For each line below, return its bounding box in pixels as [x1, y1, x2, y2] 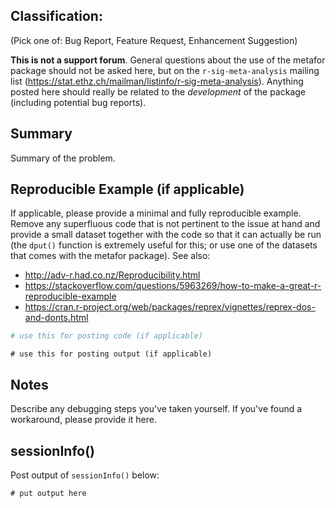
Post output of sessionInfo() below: [10, 469, 160, 481]
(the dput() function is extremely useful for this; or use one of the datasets [10, 239, 318, 251]
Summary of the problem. [10, 152, 116, 164]
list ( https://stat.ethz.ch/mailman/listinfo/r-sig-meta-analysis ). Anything [10, 75, 304, 87]
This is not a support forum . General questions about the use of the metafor [10, 54, 326, 66]
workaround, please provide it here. [10, 414, 158, 426]
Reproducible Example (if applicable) [10, 181, 245, 198]
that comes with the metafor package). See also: [10, 250, 211, 262]
